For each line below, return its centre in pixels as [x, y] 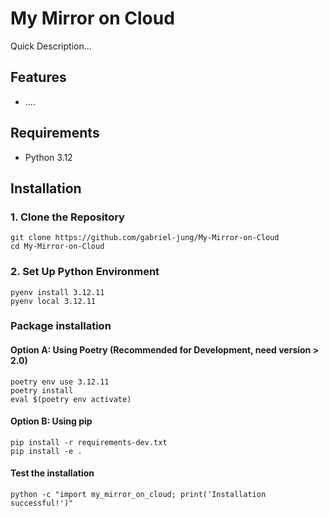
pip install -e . [46, 451]
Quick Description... [51, 46]
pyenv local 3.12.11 [53, 301]
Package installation [61, 326]
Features [38, 77]
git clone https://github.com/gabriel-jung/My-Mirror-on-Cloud [145, 238]
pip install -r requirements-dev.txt [89, 442]
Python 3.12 [48, 157]
